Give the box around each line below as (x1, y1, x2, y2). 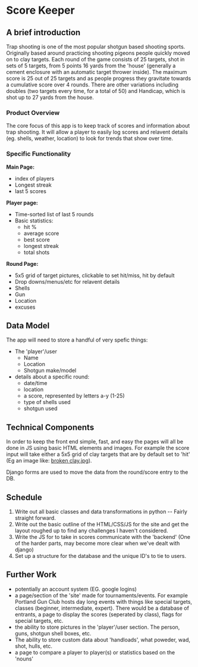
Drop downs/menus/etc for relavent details (14, 278, 120, 285)
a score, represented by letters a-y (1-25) (23, 392, 125, 399)
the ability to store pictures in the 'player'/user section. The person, (14, 623, 180, 631)
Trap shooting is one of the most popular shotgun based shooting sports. (6, 43, 186, 50)
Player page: (6, 199, 39, 206)
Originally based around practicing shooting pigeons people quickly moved (6, 49, 190, 57)
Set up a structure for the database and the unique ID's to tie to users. (14, 553, 186, 560)
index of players (14, 175, 55, 182)
